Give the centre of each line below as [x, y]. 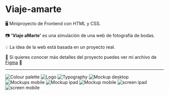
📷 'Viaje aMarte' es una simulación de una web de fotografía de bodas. [80, 35]
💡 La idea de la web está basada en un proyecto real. [60, 47]
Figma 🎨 [14, 62]
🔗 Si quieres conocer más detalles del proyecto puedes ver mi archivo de [81, 57]
